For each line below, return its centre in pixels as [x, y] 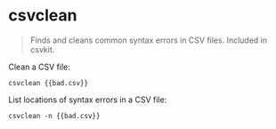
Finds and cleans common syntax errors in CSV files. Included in [149, 40]
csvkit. [42, 49]
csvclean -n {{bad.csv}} [54, 116]
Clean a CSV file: [39, 67]
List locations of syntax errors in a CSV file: [88, 100]
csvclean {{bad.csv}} [49, 83]
